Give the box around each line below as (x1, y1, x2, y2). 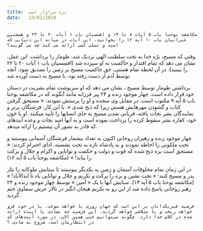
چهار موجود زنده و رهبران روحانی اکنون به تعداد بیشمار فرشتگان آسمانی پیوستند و (7, 134, 192, 142)
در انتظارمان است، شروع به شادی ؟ (7, 219, 95, 225)
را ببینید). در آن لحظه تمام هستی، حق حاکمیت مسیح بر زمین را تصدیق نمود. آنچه (7, 65, 188, 73)
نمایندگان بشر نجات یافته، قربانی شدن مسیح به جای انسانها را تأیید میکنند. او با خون (7, 109, 194, 117)
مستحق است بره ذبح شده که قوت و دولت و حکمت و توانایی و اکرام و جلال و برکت (7, 147, 193, 154)
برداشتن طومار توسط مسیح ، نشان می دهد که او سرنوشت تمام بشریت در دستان (7, 83, 191, 91)
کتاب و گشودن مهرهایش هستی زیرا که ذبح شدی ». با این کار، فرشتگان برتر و (7, 103, 181, 110)
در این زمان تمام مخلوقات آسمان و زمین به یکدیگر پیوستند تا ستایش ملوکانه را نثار (7, 165, 192, 173)
